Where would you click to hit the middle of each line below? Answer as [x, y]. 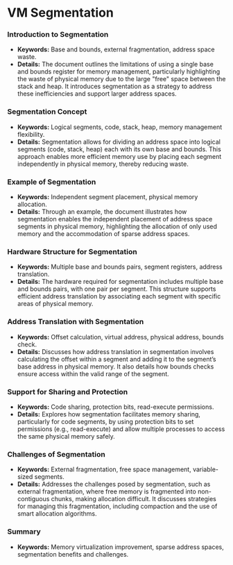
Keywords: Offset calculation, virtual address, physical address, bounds [120, 337]
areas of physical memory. [55, 304]
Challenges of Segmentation [56, 454]
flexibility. [31, 134]
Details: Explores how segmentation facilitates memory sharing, [109, 414]
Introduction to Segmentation [58, 35]
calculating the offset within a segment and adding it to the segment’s [116, 359]
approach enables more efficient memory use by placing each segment [119, 156]
